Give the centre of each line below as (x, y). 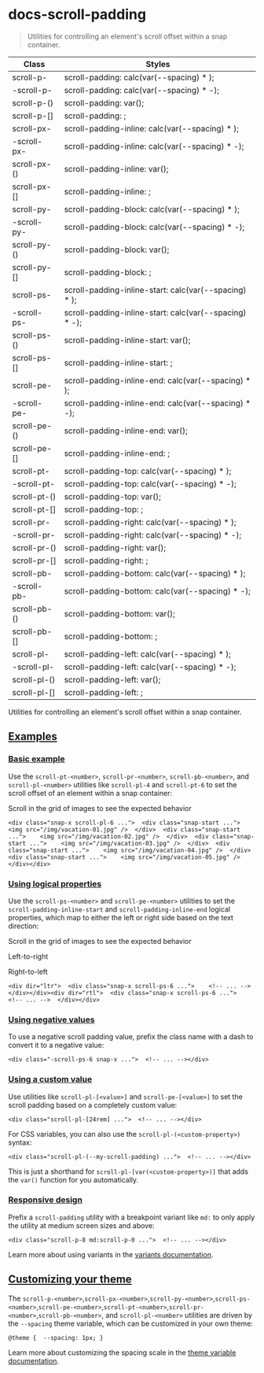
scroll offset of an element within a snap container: (90, 793)
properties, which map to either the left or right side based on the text (121, 917)
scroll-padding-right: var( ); (115, 547)
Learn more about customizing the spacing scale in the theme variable (122, 1353)
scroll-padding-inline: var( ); (116, 168)
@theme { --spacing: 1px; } (56, 1338)
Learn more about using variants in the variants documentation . (111, 1254)
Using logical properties (55, 883)
